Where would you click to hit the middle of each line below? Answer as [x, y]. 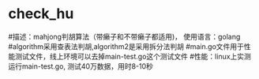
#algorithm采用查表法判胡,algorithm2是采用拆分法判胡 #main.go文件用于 [126, 46]
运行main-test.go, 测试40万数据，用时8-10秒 [81, 66]
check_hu [41, 14]
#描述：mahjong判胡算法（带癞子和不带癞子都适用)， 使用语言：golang [124, 36]
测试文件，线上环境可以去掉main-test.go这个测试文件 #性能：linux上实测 [133, 56]
